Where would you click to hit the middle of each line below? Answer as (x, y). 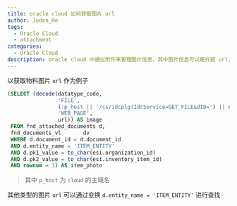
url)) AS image (80, 120)
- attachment (33, 40)
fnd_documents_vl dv (50, 133)
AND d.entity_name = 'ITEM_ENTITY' (62, 146)
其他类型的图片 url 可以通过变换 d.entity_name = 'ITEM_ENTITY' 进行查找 (114, 195)
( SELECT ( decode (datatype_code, (55, 94)
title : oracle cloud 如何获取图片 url (61, 14)
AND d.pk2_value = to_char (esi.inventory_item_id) (86, 159)
